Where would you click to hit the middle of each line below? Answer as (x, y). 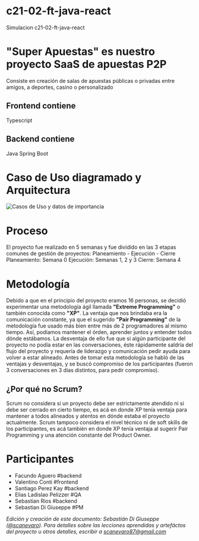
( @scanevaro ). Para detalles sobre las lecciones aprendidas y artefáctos (96, 525)
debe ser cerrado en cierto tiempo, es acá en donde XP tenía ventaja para (97, 410)
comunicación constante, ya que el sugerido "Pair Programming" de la (94, 320)
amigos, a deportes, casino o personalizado (60, 87)
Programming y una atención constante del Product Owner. (79, 435)
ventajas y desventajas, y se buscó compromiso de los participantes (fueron (99, 364)
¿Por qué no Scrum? (44, 389)
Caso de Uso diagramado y (74, 177)
